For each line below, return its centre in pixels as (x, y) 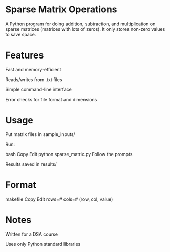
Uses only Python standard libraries (43, 244)
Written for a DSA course (31, 234)
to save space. (21, 34)
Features (25, 55)
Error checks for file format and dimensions (51, 99)
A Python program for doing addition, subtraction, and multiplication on (80, 24)
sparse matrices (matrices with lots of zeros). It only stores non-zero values (85, 29)
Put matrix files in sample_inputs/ (40, 134)
